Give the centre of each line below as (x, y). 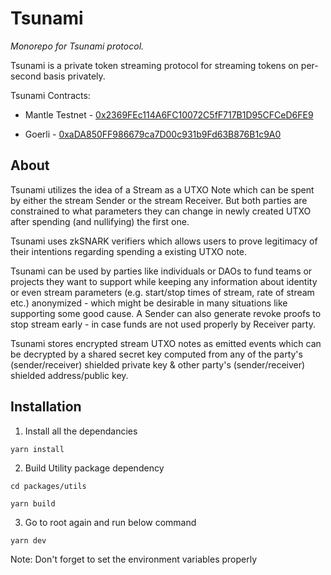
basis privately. (74, 76)
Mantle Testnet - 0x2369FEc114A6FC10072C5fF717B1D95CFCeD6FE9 (169, 114)
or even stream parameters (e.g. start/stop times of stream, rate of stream (162, 292)
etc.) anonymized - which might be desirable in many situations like (149, 303)
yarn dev (28, 540)
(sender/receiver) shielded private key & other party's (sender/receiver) (158, 364)
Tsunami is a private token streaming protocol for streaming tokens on (154, 65)
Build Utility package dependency (94, 468)
